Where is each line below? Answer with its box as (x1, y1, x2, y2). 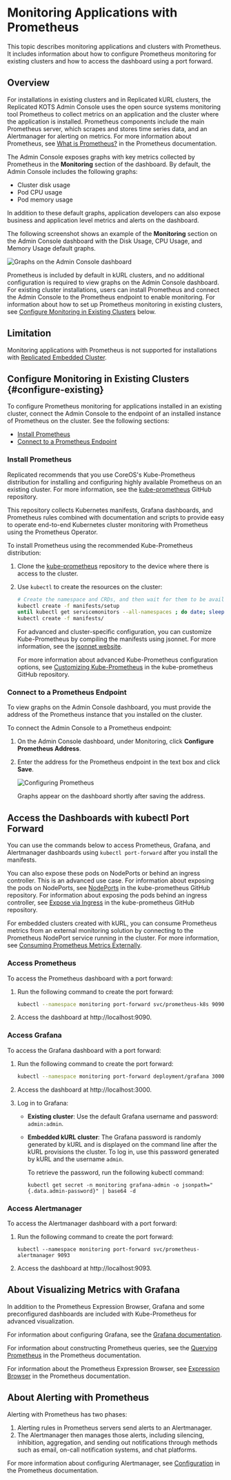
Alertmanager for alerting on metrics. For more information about (7, 132, 192, 140)
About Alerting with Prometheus (7, 1392, 150, 1403)
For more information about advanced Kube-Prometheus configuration (17, 655, 219, 664)
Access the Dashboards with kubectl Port (7, 812, 190, 824)
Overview (7, 77, 50, 89)
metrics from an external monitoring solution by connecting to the (7, 927, 194, 935)
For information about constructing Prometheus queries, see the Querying (7, 1343, 218, 1352)
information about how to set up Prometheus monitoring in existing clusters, (7, 300, 223, 308)
